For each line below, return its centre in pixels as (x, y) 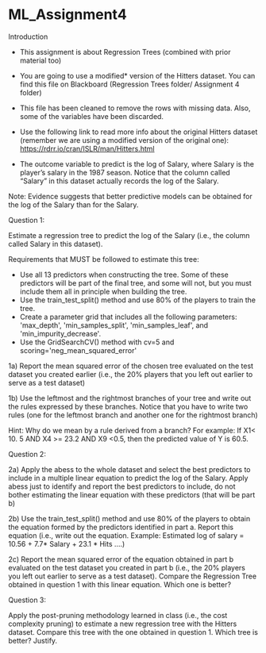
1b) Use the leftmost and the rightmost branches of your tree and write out (130, 398)
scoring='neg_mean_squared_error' (78, 350)
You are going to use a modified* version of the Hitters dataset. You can (137, 75)
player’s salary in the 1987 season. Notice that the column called (125, 172)
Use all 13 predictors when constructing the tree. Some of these (124, 275)
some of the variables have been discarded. (92, 116)
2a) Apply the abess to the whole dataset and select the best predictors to (130, 469)
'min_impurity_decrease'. (60, 333)
